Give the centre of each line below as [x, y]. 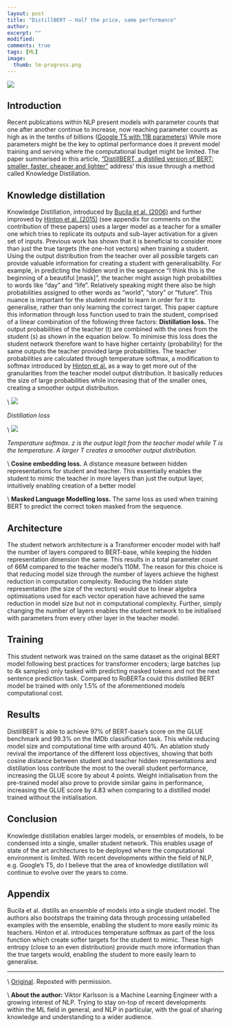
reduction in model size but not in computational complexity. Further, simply [114, 604]
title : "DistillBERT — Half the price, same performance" [92, 20]
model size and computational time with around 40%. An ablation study [108, 746]
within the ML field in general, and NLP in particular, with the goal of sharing [114, 1010]
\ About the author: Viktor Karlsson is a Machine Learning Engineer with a [112, 995]
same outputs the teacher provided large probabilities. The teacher [102, 351]
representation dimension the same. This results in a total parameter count [113, 560]
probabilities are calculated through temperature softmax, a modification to [113, 359]
